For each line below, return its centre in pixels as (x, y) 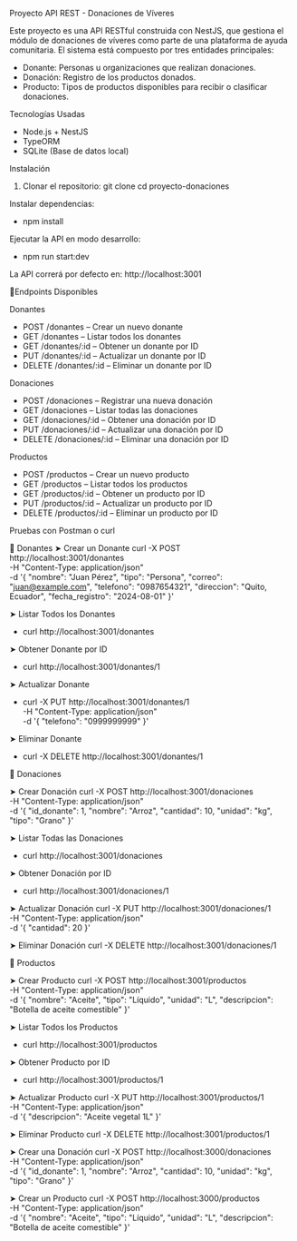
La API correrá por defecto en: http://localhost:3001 (105, 274)
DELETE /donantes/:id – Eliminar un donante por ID (117, 365)
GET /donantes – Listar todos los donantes (101, 336)
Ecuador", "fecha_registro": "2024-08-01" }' (92, 596)
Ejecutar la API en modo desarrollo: (75, 239)
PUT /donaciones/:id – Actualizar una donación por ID (123, 429)
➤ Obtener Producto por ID (60, 1062)
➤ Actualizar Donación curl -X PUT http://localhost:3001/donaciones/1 (140, 908)
